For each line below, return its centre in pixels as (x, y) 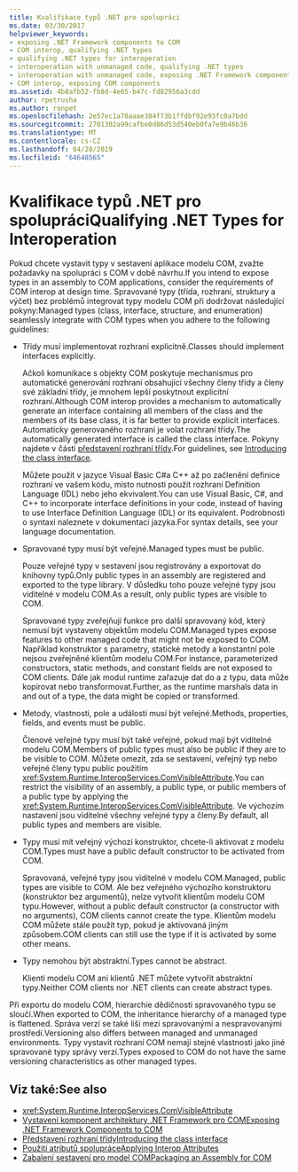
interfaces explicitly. (59, 356)
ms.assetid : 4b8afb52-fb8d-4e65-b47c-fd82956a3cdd (105, 91)
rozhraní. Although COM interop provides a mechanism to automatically (152, 402)
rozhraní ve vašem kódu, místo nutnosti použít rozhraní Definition (141, 485)
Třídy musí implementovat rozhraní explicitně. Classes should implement (153, 347)
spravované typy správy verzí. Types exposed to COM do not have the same (148, 1052)
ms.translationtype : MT (53, 133)
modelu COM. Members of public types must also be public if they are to (154, 749)
